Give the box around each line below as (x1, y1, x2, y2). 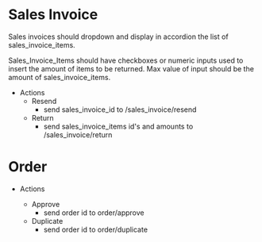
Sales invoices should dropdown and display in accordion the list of (8, 32, 229, 41)
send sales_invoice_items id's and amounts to (43, 121, 194, 131)
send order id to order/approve (43, 208, 144, 217)
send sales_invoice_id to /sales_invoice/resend (43, 105, 197, 114)
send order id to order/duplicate (43, 225, 148, 234)
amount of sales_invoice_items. (8, 72, 111, 82)
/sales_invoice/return (43, 129, 113, 140)
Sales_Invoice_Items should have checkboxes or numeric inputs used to (8, 56, 244, 65)
